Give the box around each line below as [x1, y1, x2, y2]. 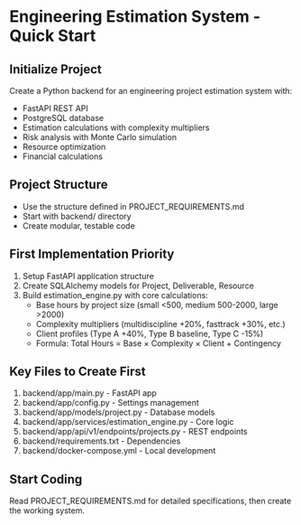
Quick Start [9, 25, 96, 46]
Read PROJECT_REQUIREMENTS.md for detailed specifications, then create [9, 495, 292, 507]
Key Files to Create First [9, 364, 146, 380]
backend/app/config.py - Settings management [22, 398, 200, 408]
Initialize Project [9, 61, 102, 77]
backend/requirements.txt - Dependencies [22, 436, 181, 446]
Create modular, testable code [22, 220, 135, 231]
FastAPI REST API [22, 103, 88, 114]
